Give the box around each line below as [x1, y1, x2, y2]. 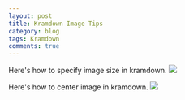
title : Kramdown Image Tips [8, 20, 104, 28]
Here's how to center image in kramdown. [8, 82, 148, 92]
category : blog [8, 27, 60, 35]
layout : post [8, 11, 53, 20]
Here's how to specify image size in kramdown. [8, 66, 167, 76]
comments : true [8, 42, 60, 50]
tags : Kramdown [8, 34, 60, 43]
